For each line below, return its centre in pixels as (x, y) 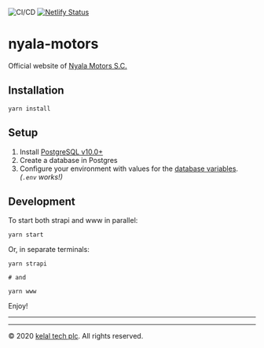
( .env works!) (41, 176)
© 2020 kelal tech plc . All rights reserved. (76, 336)
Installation (36, 91)
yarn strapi (27, 264)
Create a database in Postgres (68, 160)
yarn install (29, 109)
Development (42, 201)
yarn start (26, 235)
